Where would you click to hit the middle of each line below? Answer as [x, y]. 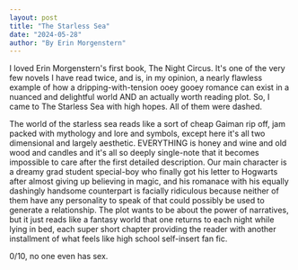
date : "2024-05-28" [46, 34]
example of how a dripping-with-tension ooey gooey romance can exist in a [149, 87]
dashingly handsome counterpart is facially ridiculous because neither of [145, 191]
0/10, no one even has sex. [59, 256]
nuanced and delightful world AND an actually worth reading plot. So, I [140, 97]
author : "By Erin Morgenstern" [68, 43]
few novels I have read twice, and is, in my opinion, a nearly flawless [136, 78]
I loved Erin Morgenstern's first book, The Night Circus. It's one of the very [147, 68]
